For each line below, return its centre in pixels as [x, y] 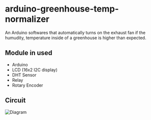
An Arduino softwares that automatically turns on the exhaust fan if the [75, 32]
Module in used [29, 53]
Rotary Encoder [27, 85]
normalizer [27, 19]
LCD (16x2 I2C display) [35, 70]
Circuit [15, 100]
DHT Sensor [24, 75]
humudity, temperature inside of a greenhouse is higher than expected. [75, 38]
